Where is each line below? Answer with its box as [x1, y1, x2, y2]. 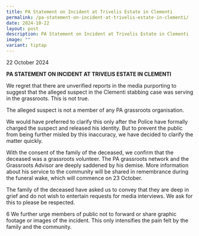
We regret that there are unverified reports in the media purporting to [6, 82, 177, 89]
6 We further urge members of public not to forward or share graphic [6, 210, 177, 217]
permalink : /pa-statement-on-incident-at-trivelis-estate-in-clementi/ [6, 14, 189, 20]
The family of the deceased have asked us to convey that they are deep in [6, 186, 189, 193]
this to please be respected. [6, 199, 76, 206]
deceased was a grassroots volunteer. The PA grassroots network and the [6, 155, 189, 162]
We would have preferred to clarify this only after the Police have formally [6, 118, 188, 125]
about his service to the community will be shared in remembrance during [6, 168, 189, 175]
